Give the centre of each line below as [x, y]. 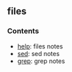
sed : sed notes [38, 53]
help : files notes [40, 46]
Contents [23, 31]
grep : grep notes [41, 61]
